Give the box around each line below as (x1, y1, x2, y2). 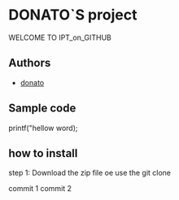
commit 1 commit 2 (8, 184, 72, 193)
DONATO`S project (8, 6, 138, 24)
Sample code (8, 102, 76, 115)
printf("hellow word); (8, 123, 78, 133)
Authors (8, 56, 51, 70)
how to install (8, 146, 78, 160)
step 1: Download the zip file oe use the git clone (8, 168, 172, 178)
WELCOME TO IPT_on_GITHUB (8, 33, 111, 42)
